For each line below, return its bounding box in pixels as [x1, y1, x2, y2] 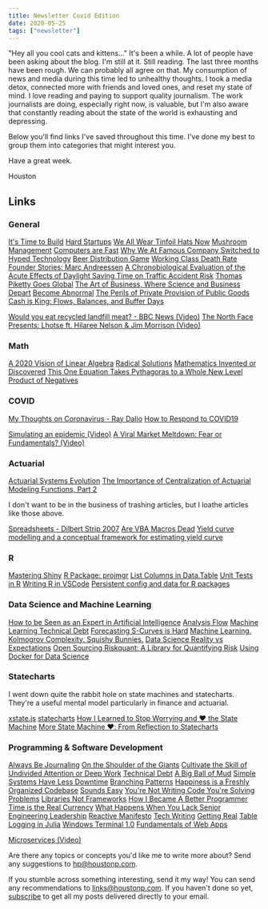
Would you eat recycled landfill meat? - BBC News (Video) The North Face [8, 312, 254, 322]
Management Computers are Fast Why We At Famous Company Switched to [8, 246, 260, 255]
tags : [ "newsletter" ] [8, 26, 81, 34]
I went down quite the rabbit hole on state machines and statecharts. [8, 689, 234, 699]
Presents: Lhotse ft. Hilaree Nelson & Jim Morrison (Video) [8, 321, 202, 330]
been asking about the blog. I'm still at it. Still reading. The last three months [8, 57, 258, 66]
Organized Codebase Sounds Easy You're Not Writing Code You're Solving [8, 786, 255, 795]
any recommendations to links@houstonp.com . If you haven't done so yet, [8, 883, 254, 893]
